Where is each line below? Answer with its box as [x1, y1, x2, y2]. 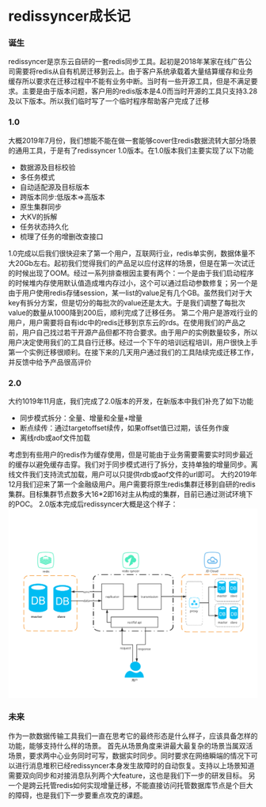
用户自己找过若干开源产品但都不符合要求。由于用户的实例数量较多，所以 [21, 328, 258, 337]
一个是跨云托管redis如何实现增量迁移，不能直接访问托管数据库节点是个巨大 [8, 780, 253, 790]
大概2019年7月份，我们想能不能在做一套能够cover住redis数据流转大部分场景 [8, 135, 257, 145]
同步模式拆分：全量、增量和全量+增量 [19, 413, 143, 423]
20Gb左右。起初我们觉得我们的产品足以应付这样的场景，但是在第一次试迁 [14, 258, 256, 267]
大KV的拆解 [19, 211, 58, 222]
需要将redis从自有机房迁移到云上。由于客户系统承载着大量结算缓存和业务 [14, 66, 253, 76]
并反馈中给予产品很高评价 [8, 357, 92, 366]
